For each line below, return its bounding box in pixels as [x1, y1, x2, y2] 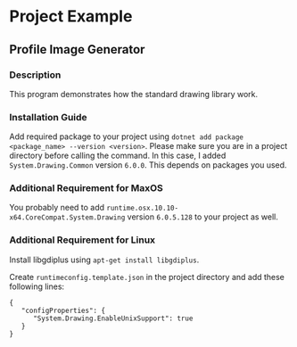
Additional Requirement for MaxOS [9, 182, 163, 194]
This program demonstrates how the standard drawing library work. [9, 88, 259, 99]
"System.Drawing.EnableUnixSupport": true [32, 314, 194, 323]
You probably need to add [9, 202, 105, 213]
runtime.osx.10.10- [106, 203, 179, 213]
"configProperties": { [21, 306, 105, 315]
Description [9, 69, 62, 81]
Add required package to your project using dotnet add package [9, 131, 243, 142]
